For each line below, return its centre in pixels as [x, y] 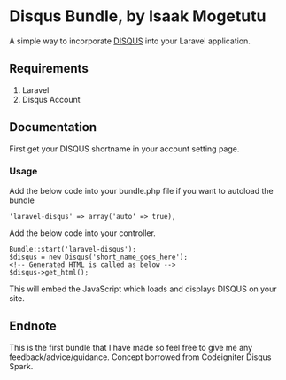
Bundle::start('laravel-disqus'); [73, 249]
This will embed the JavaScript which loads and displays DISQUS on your [143, 289]
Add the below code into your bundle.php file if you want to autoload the [141, 190]
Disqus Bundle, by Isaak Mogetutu [138, 16]
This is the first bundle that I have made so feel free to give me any [131, 347]
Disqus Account [51, 99]
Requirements [49, 69]
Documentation [53, 127]
